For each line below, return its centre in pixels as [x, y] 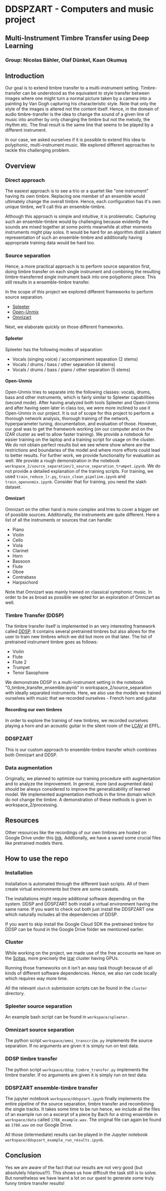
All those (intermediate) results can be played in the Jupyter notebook [77, 1134]
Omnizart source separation [40, 1030]
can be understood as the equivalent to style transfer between [86, 93]
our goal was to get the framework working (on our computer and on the [79, 429]
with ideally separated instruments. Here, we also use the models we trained [83, 693]
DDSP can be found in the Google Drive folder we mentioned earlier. [75, 929]
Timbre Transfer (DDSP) [35, 615]
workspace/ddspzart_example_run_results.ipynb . [55, 1140]
